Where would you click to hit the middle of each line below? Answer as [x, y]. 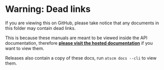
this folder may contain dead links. [40, 28]
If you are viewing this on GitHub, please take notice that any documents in [82, 23]
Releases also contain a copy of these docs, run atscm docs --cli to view [81, 58]
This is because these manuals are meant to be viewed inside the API [77, 38]
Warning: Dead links [48, 9]
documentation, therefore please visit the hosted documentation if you [79, 43]
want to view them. [25, 48]
